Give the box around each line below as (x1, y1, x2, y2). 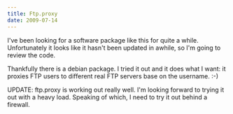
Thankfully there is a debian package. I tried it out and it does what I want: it (7, 64, 226, 73)
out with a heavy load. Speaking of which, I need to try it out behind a (7, 92, 208, 101)
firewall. (7, 100, 30, 108)
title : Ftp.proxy (7, 10, 58, 17)
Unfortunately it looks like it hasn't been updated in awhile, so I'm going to (7, 43, 221, 52)
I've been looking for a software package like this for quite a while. (7, 36, 199, 44)
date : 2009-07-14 (7, 17, 58, 24)
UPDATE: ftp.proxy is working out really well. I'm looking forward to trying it (7, 85, 225, 94)
